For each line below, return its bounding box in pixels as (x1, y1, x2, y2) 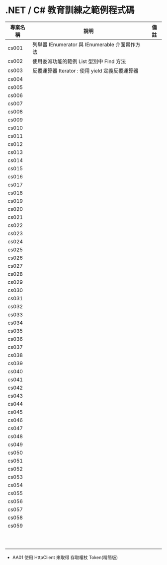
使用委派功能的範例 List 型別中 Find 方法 (32, 58, 126, 65)
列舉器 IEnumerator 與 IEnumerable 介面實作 (32, 41, 136, 48)
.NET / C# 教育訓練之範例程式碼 (5, 4, 135, 16)
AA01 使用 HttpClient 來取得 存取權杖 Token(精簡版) (12, 554, 118, 560)
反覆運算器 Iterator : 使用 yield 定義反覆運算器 (32, 67, 139, 74)
